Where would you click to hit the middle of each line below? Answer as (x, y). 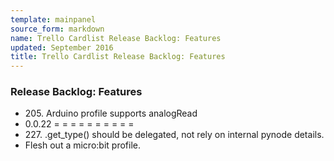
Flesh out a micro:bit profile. (82, 145)
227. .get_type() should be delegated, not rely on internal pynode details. (174, 135)
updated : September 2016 (62, 47)
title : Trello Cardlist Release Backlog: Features (118, 57)
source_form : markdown (57, 29)
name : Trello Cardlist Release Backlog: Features (116, 38)
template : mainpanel (53, 19)
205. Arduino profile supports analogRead (111, 113)
